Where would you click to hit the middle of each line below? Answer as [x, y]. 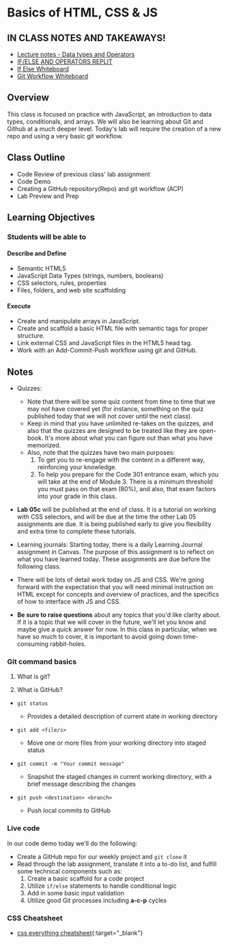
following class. [39, 567]
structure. [31, 336]
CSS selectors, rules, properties [62, 283]
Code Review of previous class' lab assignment [83, 174]
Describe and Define [37, 253]
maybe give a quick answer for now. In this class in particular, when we [117, 630]
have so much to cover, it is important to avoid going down [99, 637]
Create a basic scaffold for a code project [86, 878]
